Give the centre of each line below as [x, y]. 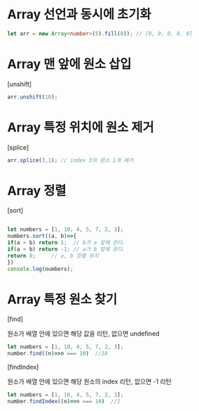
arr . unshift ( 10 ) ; [33, 97]
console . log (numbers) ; [40, 269]
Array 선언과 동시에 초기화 [79, 14]
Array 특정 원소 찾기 [62, 299]
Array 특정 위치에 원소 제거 [81, 127]
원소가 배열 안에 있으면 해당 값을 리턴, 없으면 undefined [83, 334]
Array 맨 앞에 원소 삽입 [69, 64]
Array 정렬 [37, 190]
